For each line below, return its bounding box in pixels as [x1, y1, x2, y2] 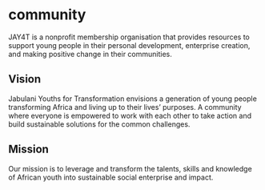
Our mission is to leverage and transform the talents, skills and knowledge [8, 164, 252, 173]
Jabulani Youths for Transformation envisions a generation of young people [8, 94, 258, 103]
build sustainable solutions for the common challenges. [8, 119, 191, 129]
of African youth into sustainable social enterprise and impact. [8, 172, 214, 182]
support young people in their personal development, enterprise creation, [8, 40, 251, 50]
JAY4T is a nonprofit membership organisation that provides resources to [8, 32, 251, 42]
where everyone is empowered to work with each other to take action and [8, 111, 252, 120]
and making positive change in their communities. [8, 49, 172, 59]
